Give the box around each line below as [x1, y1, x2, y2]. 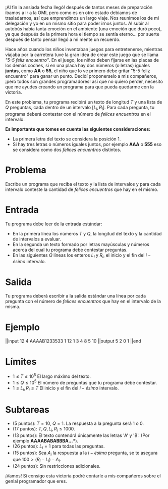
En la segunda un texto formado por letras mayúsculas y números [12, 241, 150, 247]
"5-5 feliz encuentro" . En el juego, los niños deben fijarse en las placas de [5, 57, 159, 63]
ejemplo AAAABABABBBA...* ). [12, 438, 79, 444]
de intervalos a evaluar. [12, 236, 62, 242]
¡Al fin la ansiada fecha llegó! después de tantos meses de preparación [5, 5, 153, 10]
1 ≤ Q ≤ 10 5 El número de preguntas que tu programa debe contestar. [12, 378, 157, 385]
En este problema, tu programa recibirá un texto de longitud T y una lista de [5, 99, 162, 105]
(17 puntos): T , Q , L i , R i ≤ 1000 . [12, 426, 75, 433]
